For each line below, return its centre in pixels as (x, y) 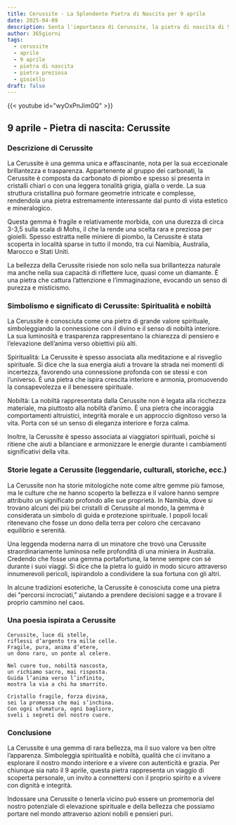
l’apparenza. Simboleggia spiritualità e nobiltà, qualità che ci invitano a (109, 755)
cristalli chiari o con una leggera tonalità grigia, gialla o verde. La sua (106, 185)
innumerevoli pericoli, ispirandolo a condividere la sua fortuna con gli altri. (114, 573)
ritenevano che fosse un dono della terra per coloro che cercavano (104, 523)
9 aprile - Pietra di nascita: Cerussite (89, 128)
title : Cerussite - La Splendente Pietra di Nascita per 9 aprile (106, 14)
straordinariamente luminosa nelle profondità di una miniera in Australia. (111, 551)
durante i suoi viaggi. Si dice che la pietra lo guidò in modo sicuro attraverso (117, 566)
